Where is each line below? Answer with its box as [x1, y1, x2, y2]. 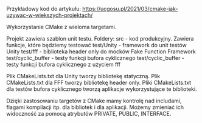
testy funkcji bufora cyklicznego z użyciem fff [6, 61, 121, 68]
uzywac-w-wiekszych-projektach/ [6, 12, 93, 19]
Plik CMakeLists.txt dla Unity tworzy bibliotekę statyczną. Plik [6, 73, 161, 79]
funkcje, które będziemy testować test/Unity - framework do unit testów [6, 42, 187, 48]
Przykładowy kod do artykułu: [6, 5, 81, 12]
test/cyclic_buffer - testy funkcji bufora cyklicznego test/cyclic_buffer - [6, 55, 184, 61]
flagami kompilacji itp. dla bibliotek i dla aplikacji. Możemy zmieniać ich [6, 104, 184, 111]
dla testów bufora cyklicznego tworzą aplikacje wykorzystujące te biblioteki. [6, 85, 197, 93]
